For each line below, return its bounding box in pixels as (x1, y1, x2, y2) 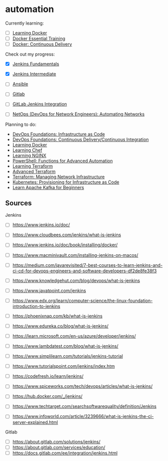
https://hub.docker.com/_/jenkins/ (12, 393, 83, 399)
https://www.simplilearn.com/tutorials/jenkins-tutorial (12, 353, 123, 359)
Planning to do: (5, 121, 37, 127)
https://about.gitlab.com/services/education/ (12, 444, 105, 450)
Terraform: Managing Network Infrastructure (12, 174, 105, 180)
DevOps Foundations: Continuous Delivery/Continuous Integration (12, 136, 149, 142)
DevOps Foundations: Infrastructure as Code (12, 131, 105, 137)
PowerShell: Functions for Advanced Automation (12, 158, 113, 164)
